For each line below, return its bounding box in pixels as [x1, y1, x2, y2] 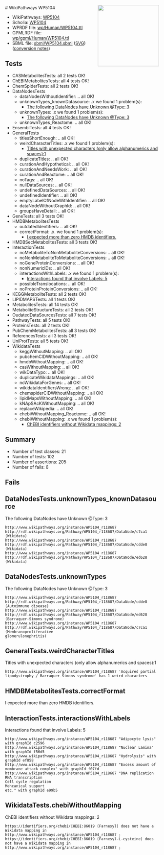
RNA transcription [5, 775, 42, 780]
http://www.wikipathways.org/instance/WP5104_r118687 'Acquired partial [5, 669, 156, 674]
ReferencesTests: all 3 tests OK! [12, 332, 77, 338]
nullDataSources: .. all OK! [19, 182, 72, 188]
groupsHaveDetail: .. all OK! [19, 208, 75, 214]
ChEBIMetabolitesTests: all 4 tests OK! [12, 78, 89, 84]
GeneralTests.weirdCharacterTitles [5, 647, 115, 655]
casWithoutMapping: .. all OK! [19, 364, 80, 370]
